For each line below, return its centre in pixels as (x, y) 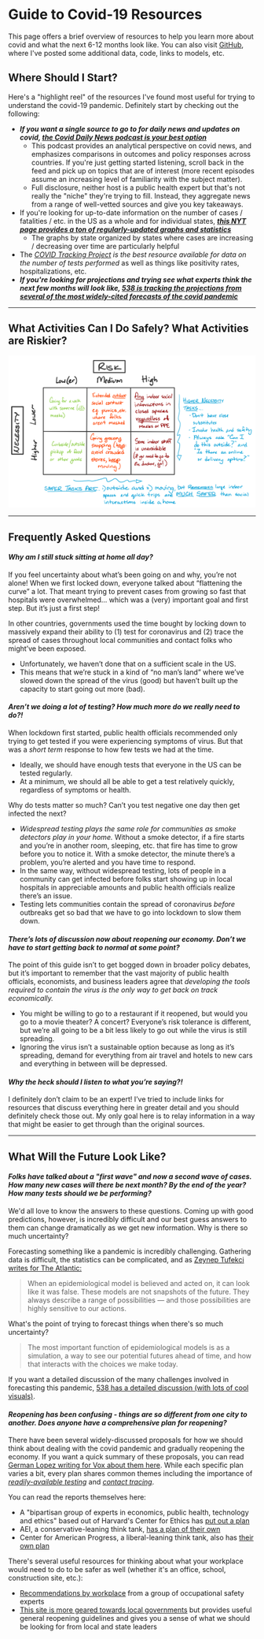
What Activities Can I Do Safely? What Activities (128, 329)
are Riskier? (38, 341)
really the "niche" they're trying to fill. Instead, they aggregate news (141, 195)
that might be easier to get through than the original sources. (106, 1124)
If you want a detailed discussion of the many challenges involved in (119, 1379)
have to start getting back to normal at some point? (94, 947)
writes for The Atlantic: (45, 1268)
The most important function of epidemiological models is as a (128, 1347)
